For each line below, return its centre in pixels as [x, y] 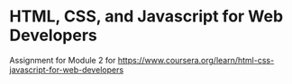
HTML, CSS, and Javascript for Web [146, 17]
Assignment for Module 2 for [63, 60]
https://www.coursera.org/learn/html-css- [196, 60]
